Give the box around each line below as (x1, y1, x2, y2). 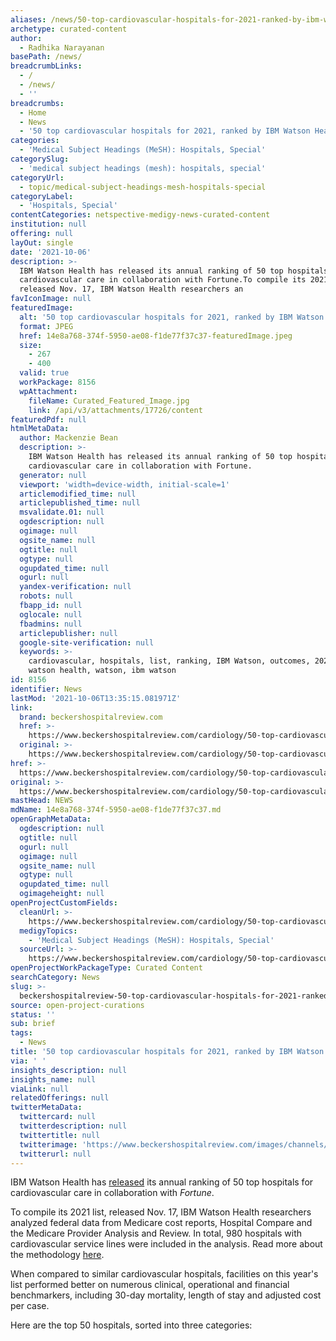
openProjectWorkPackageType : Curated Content (10, 963, 203, 973)
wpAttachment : (19, 386, 78, 396)
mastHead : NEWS (10, 796, 74, 806)
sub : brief (10, 1019, 56, 1029)
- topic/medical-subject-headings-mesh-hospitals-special (19, 182, 267, 192)
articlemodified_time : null (19, 489, 137, 499)
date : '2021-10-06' (10, 247, 92, 257)
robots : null (19, 591, 74, 601)
